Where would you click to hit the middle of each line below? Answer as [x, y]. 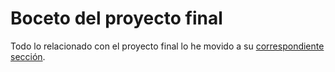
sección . [28, 56]
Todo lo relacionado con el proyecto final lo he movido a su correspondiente [167, 46]
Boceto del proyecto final [116, 18]
